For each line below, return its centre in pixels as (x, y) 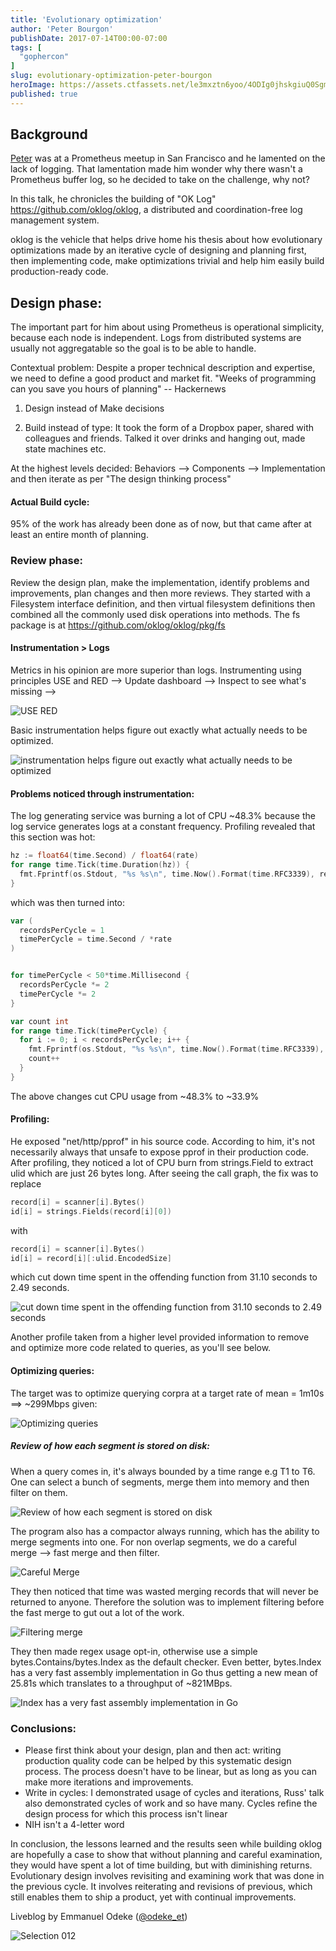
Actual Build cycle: (50, 502)
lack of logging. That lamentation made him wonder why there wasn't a (156, 169)
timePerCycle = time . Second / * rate (95, 939)
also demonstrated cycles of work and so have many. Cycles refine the (171, 1803)
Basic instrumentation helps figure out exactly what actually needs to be (159, 730)
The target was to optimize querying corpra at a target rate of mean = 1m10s (167, 1393)
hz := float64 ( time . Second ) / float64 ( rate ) (104, 856)
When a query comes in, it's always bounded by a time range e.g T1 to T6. (163, 1471)
